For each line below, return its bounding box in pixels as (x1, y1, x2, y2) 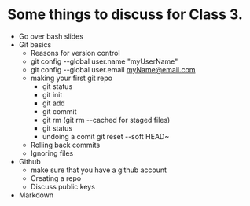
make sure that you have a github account (30, 165, 167, 175)
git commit (42, 106, 77, 116)
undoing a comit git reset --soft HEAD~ (42, 131, 170, 141)
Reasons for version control (30, 48, 120, 57)
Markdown (18, 190, 54, 200)
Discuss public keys (30, 182, 96, 191)
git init (42, 90, 63, 99)
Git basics (18, 39, 52, 49)
